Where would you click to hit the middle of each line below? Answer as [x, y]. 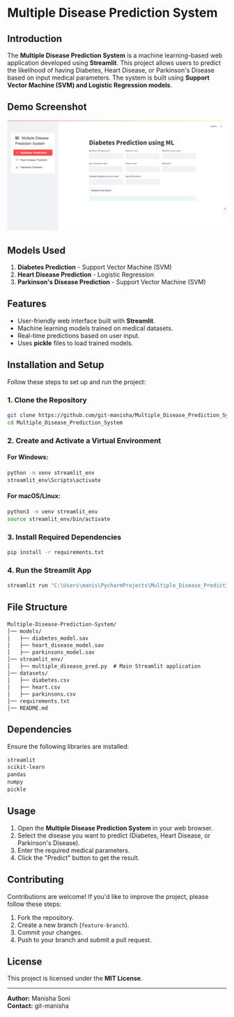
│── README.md [28, 708]
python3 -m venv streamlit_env [53, 511]
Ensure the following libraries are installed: [68, 746]
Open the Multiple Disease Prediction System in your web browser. [115, 828]
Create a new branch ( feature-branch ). [73, 925]
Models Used [37, 250]
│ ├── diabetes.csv [39, 680]
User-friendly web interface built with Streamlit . [86, 321]
